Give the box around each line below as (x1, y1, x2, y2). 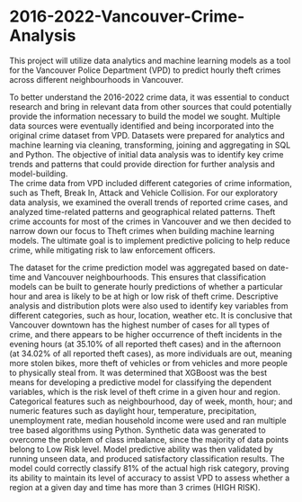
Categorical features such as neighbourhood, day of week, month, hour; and (9, 396, 293, 407)
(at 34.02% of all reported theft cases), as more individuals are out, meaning (9, 348, 293, 359)
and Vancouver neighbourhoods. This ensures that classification (27, 272, 267, 282)
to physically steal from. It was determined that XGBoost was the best (9, 367, 268, 378)
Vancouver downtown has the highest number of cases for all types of (9, 319, 270, 330)
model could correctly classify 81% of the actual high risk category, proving (9, 462, 289, 473)
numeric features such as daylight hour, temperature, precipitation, (9, 405, 257, 416)
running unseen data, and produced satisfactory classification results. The (9, 453, 285, 464)
